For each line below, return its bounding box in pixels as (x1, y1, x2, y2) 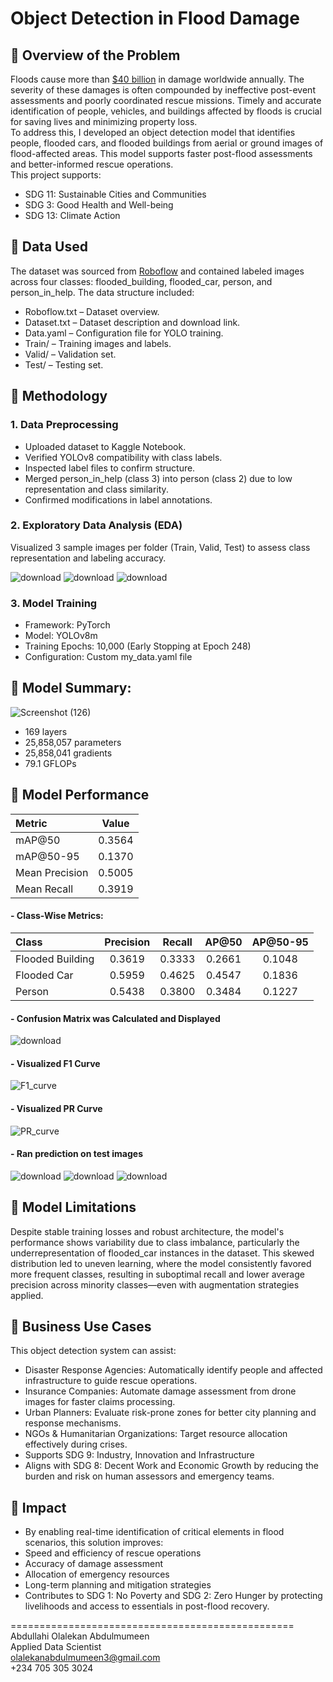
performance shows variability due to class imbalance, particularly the (10, 1236, 300, 1248)
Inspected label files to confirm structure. (24, 462, 196, 474)
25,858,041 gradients (24, 747, 113, 759)
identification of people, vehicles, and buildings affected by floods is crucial (10, 105, 322, 117)
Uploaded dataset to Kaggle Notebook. (24, 440, 187, 452)
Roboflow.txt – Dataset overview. (24, 305, 160, 317)
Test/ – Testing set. (24, 358, 104, 371)
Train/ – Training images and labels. (24, 337, 172, 349)
